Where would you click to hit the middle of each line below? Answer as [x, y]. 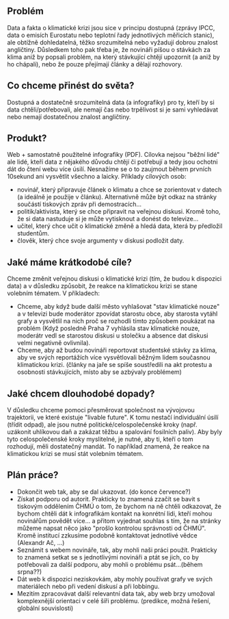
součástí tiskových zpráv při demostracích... [79, 204]
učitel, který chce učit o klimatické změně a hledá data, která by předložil [120, 226]
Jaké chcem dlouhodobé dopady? [81, 393]
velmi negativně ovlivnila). [54, 343]
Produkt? [27, 139]
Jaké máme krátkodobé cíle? [69, 262]
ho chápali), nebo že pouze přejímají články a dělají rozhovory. [95, 64]
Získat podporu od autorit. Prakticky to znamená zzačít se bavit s [108, 498]
